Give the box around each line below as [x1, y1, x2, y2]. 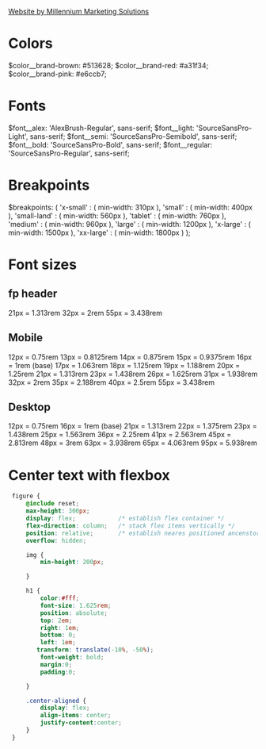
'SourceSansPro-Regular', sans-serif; [8, 148, 130, 158]
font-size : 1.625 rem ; [40, 601, 112, 609]
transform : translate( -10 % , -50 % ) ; [36, 646, 154, 654]
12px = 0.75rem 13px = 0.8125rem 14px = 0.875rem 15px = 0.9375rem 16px [8, 352, 252, 362]
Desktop [8, 401, 51, 414]
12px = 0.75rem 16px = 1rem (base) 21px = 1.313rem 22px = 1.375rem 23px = [8, 421, 257, 431]
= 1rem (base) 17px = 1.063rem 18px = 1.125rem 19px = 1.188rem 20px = [8, 360, 240, 370]
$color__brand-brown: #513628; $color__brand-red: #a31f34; [8, 60, 209, 70]
